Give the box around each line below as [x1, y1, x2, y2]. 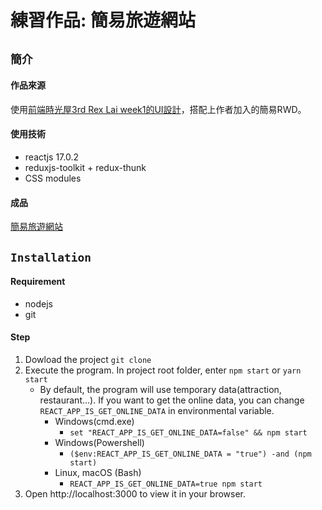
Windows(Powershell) [54, 436, 145, 448]
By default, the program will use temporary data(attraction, [39, 383, 282, 395]
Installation [10, 250, 92, 265]
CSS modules [24, 172, 82, 184]
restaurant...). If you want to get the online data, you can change [39, 394, 305, 406]
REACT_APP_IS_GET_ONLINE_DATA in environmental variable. [39, 404, 275, 416]
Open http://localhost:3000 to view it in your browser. [24, 487, 247, 500]
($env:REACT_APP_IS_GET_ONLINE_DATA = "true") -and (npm [69, 449, 312, 459]
